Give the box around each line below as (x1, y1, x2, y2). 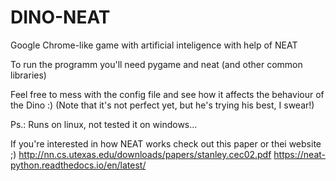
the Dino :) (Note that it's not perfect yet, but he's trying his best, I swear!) (10, 99, 315, 111)
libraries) (10, 69, 47, 81)
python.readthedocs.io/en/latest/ (10, 159, 147, 171)
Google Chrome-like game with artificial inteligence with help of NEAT (10, 39, 298, 51)
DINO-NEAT (10, 6, 111, 29)
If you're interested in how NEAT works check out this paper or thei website (10, 137, 322, 150)
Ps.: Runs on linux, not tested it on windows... (10, 118, 198, 130)
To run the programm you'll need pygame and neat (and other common (10, 58, 303, 70)
